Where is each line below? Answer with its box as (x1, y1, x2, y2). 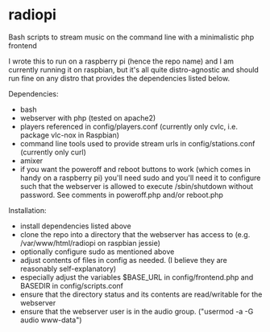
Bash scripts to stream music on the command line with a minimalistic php (8, 32, 255, 42)
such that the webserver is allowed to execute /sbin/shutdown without (19, 181, 254, 191)
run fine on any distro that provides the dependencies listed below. (8, 73, 231, 83)
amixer (19, 155, 44, 166)
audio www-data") (19, 315, 82, 325)
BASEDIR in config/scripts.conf (19, 281, 123, 290)
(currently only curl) (19, 147, 87, 157)
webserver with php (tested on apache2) (19, 113, 156, 122)
